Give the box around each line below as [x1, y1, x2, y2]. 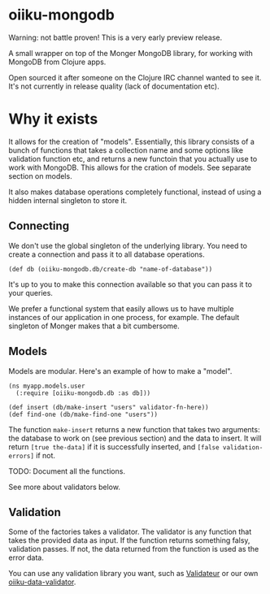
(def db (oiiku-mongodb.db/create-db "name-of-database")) [8, 265, 213, 273]
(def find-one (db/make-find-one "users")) [8, 410, 159, 418]
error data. [8, 553, 45, 562]
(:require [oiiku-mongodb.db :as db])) [15, 388, 151, 397]
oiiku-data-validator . [8, 577, 76, 587]
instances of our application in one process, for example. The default [8, 312, 240, 322]
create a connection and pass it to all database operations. [8, 249, 205, 259]
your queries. [8, 288, 53, 297]
